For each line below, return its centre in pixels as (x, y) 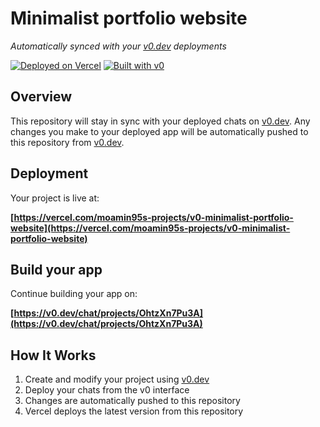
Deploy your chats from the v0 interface (107, 390)
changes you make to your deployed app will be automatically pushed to (159, 131)
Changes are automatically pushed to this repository (132, 401)
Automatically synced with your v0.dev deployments (118, 46)
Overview (41, 97)
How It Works (53, 355)
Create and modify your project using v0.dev (117, 379)
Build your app (56, 269)
